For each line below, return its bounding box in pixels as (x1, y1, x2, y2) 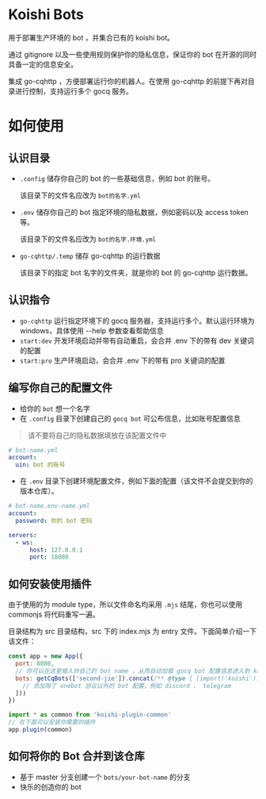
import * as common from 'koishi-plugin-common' (8, 711, 172, 719)
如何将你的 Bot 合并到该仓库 (8, 750, 145, 763)
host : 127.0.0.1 (28, 546, 83, 554)
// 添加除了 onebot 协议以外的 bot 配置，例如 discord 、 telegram (22, 682, 232, 690)
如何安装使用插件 (8, 577, 92, 590)
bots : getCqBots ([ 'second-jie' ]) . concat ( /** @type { (15, 674, 193, 682)
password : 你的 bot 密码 (15, 517, 93, 524)
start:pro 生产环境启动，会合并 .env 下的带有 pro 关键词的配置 (19, 355, 226, 365)
